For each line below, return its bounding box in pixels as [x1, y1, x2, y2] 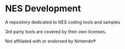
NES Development [5, 3, 81, 14]
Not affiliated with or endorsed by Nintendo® [5, 38, 96, 44]
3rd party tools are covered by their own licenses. [5, 28, 107, 34]
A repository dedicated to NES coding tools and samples [5, 19, 120, 25]
